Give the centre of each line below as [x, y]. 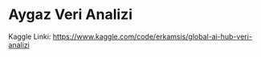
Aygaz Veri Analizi [70, 15]
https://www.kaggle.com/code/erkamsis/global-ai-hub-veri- [153, 36]
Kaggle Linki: [30, 36]
